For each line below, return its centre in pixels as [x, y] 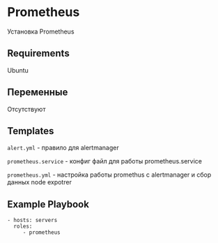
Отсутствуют [26, 109]
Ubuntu [18, 70]
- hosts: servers [32, 221]
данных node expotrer [39, 182]
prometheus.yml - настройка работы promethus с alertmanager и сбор [109, 175]
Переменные [38, 93]
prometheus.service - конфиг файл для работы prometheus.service [105, 161]
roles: [23, 227]
